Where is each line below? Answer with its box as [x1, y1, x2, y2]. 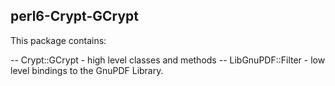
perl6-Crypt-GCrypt [10, 8, 139, 25]
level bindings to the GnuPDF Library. [10, 64, 164, 76]
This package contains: [10, 34, 107, 46]
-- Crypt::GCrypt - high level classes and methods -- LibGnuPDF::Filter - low [10, 54, 326, 66]
